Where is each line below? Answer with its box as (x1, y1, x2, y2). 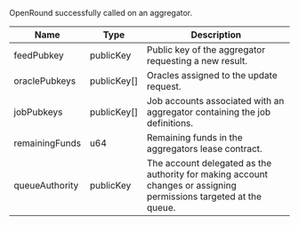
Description (190, 28, 242, 41)
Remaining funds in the (146, 132, 243, 143)
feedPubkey (13, 49, 64, 61)
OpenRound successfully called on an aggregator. (9, 8, 193, 18)
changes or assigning (146, 180, 238, 191)
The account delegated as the (146, 157, 272, 169)
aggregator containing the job (146, 106, 271, 118)
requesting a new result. (146, 55, 247, 67)
